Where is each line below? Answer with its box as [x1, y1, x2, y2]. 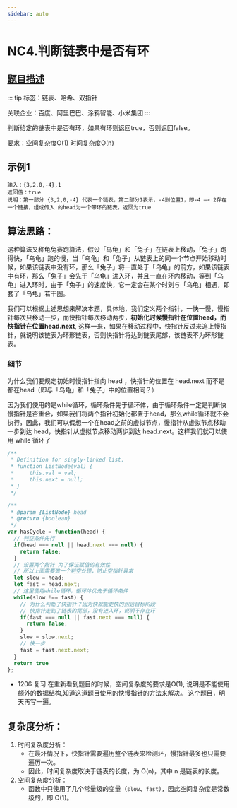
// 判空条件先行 [13, 535, 55, 542]
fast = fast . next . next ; [20, 646, 90, 654]
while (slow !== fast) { [13, 594, 83, 601]
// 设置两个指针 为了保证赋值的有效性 [13, 561, 111, 568]
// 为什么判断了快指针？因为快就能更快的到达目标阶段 [20, 600, 156, 608]
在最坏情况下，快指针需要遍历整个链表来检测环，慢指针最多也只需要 [28, 749, 226, 758]
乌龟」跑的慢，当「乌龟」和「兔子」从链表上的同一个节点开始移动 [28, 254, 221, 262]
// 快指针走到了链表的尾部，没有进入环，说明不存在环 [20, 607, 156, 614]
